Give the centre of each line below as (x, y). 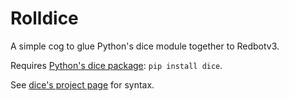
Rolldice (44, 18)
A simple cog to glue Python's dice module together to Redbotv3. (145, 46)
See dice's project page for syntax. (82, 84)
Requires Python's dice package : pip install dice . (116, 65)
